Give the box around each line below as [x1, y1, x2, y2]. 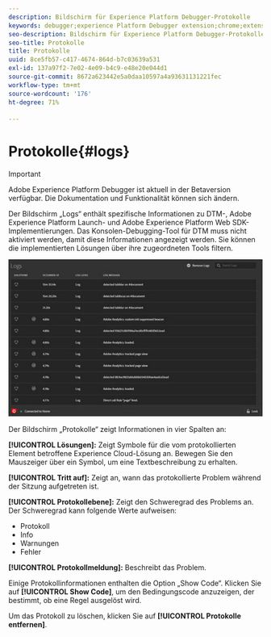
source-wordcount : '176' [8, 90, 92, 98]
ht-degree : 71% [8, 98, 60, 107]
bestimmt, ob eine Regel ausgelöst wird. [8, 596, 142, 606]
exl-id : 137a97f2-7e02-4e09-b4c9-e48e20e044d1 [8, 65, 168, 73]
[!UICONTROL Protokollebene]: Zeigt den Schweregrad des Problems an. [8, 497, 254, 507]
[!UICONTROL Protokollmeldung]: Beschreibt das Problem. [8, 563, 207, 572]
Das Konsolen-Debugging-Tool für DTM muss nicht [76, 226, 248, 236]
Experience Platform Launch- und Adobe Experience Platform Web [8, 218, 231, 228]
